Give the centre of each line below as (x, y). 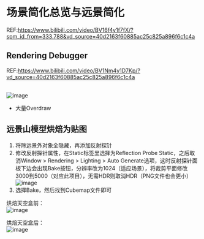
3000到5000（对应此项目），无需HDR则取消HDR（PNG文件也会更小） (103, 176)
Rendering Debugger (47, 56)
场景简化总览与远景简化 (66, 13)
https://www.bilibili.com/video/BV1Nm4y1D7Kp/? (79, 70)
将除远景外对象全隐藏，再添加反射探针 (63, 145)
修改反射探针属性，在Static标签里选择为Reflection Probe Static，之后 (102, 153)
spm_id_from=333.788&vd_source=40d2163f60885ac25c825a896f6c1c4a (101, 36)
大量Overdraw (33, 108)
